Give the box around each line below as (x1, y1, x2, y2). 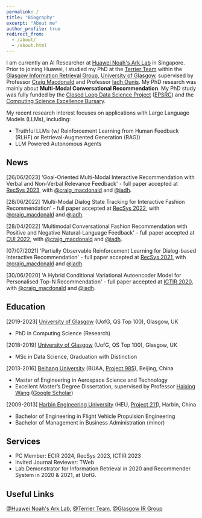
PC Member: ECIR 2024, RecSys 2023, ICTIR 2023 (14, 452, 142, 460)
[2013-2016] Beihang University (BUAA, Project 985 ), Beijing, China (6, 364, 174, 371)
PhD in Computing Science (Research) (14, 329, 111, 336)
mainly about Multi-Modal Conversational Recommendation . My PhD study (6, 84, 197, 92)
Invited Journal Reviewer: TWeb (14, 459, 95, 466)
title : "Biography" (6, 14, 55, 21)
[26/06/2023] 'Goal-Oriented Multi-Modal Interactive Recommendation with (6, 173, 195, 181)
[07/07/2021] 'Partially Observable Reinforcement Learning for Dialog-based (6, 247, 197, 254)
